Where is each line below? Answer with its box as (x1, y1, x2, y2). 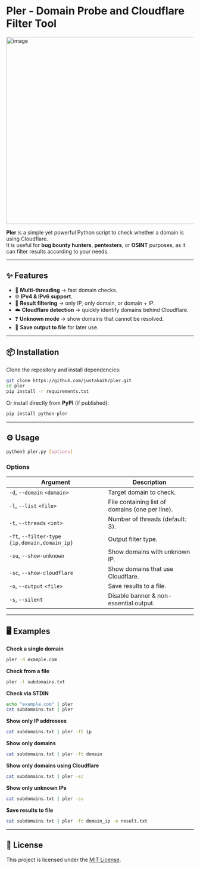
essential (108, 599, 133, 608)
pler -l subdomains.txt (6, 679, 65, 685)
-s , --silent (9, 595, 43, 604)
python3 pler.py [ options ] (6, 448, 73, 455)
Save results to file (6, 807, 54, 814)
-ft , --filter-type (9, 532, 61, 540)
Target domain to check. (108, 488, 176, 496)
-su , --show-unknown (9, 552, 64, 560)
